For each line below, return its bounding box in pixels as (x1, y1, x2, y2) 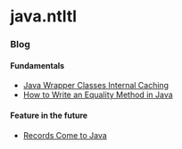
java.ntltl (10, 6, 78, 27)
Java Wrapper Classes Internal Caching (22, 80, 169, 91)
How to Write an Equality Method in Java (22, 89, 173, 100)
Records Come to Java (22, 129, 108, 140)
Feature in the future (10, 110, 88, 120)
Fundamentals (10, 60, 65, 70)
